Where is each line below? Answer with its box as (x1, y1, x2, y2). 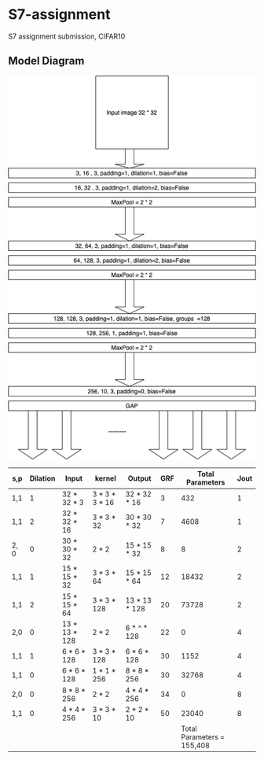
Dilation (29, 474, 56, 483)
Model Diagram (8, 54, 85, 68)
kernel (94, 474, 116, 483)
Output (127, 474, 152, 483)
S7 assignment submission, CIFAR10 (8, 31, 126, 41)
